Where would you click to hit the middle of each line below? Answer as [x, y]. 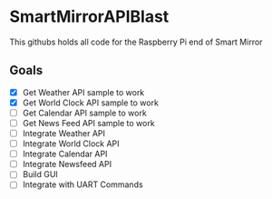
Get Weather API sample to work [83, 92]
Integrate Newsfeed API [67, 164]
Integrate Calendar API [65, 154]
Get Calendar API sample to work [84, 113]
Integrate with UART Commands [83, 184]
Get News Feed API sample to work [89, 123]
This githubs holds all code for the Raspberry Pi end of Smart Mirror [136, 42]
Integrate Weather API [64, 133]
